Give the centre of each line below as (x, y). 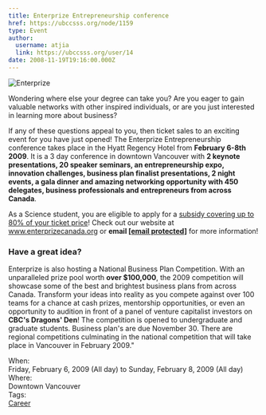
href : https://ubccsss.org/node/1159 (71, 23)
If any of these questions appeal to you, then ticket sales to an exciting (124, 130)
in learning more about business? (63, 115)
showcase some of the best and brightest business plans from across (123, 286)
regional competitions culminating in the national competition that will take (130, 337)
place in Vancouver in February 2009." (71, 346)
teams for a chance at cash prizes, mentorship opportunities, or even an (127, 303)
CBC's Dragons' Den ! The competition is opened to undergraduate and (125, 320)
